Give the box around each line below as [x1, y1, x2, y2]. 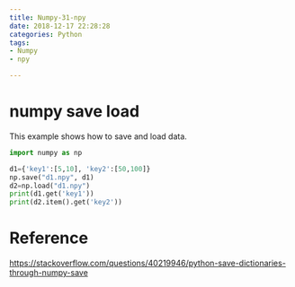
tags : [9, 38, 30, 48]
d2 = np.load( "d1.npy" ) [9, 181, 91, 190]
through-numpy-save [9, 267, 88, 278]
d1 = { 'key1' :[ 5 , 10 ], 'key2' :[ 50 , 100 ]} [9, 164, 151, 173]
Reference [9, 228, 88, 248]
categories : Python [9, 30, 83, 39]
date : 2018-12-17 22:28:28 [9, 22, 111, 30]
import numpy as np [9, 148, 83, 157]
